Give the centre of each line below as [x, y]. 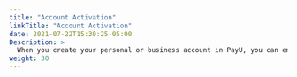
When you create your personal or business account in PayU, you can [148, 50]
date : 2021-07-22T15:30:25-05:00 [71, 34]
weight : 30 [29, 58]
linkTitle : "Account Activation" [71, 26]
